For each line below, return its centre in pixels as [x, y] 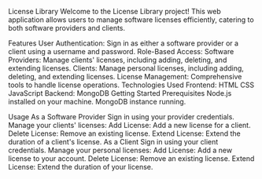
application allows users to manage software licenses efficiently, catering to [131, 20]
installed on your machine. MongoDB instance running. [97, 102]
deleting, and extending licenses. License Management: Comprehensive [125, 77]
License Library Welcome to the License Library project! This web [115, 11]
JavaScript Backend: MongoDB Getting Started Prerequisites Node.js [120, 93]
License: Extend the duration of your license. [81, 167]
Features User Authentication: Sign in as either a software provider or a [123, 43]
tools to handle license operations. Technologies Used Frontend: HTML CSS [131, 85]
